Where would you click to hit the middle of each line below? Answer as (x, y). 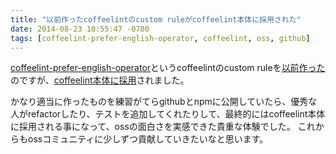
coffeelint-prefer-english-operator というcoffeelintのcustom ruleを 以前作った (168, 68)
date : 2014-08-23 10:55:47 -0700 (80, 29)
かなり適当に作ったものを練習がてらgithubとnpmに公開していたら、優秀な (164, 102)
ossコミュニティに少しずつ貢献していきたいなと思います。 (148, 139)
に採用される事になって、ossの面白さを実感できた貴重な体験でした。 (153, 127)
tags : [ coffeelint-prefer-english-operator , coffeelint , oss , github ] (160, 38)
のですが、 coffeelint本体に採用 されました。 (100, 80)
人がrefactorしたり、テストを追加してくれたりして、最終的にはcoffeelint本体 (168, 114)
